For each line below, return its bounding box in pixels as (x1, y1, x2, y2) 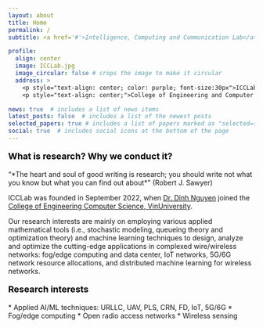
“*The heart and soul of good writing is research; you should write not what (8, 169, 253, 178)
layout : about (8, 11, 55, 20)
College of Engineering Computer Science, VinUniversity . (8, 201, 193, 211)
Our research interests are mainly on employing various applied (8, 216, 213, 225)
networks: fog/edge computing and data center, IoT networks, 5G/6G (8, 250, 232, 259)
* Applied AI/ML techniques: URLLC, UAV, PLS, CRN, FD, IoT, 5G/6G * (8, 302, 233, 312)
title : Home (8, 19, 47, 27)
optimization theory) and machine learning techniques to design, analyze (8, 232, 243, 243)
